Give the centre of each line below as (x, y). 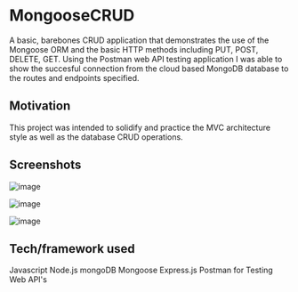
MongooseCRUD (72, 16)
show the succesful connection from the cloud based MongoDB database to (149, 69)
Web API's (28, 280)
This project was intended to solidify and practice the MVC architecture (140, 127)
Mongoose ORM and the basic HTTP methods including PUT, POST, (134, 49)
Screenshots (45, 165)
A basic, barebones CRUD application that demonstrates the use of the (139, 40)
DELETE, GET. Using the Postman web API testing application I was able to (146, 59)
